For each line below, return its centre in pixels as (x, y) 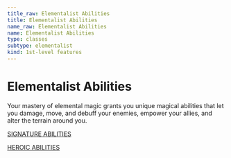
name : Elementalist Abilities (51, 33)
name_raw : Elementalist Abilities (57, 26)
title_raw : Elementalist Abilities (59, 14)
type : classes (28, 39)
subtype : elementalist (40, 46)
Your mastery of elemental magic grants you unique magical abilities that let (115, 105)
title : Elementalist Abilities (52, 20)
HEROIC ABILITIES (34, 147)
